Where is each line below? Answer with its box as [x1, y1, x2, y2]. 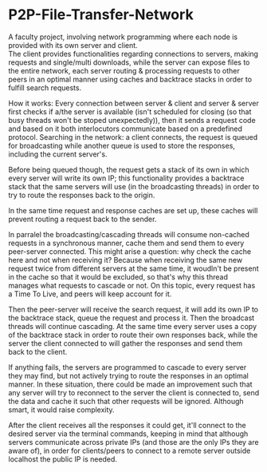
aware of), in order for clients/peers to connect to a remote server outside [8, 446, 251, 455]
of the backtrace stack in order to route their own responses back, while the [8, 330, 258, 339]
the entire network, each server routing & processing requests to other [8, 65, 241, 75]
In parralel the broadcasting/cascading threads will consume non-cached [8, 229, 249, 239]
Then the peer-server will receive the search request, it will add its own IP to [8, 304, 259, 314]
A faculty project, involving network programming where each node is [8, 32, 238, 42]
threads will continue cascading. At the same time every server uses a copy [8, 321, 257, 331]
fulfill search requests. [8, 82, 82, 93]
